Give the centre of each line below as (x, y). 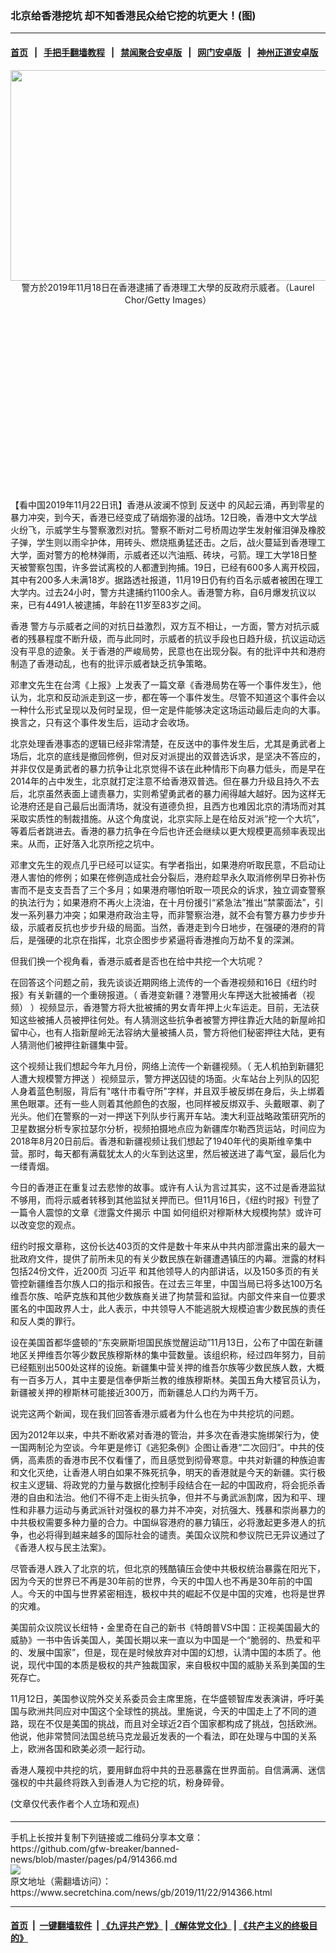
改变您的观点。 (49, 1224)
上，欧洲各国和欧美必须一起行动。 (80, 1748)
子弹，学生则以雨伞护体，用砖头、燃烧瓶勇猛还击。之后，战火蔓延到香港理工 (168, 542)
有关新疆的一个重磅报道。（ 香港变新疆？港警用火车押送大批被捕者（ (167, 994)
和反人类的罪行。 (45, 1321)
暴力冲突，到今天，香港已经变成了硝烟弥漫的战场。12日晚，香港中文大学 (159, 517)
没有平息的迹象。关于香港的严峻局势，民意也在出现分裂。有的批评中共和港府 (168, 651)
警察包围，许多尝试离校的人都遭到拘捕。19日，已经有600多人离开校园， (176, 567)
